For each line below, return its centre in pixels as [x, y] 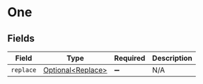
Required [130, 58]
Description [172, 58]
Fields [21, 38]
